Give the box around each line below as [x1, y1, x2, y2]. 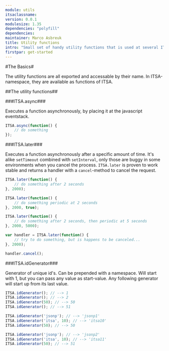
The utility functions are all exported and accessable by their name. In [5, 73, 150, 79]
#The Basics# [5, 64, 34, 70]
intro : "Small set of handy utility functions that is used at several [5, 45, 158, 50]
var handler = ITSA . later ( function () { [5, 232, 89, 238]
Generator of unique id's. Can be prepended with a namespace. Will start [5, 270, 157, 276]
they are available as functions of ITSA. [32, 79, 113, 85]
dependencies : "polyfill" [5, 26, 59, 31]
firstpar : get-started [5, 49, 53, 54]
